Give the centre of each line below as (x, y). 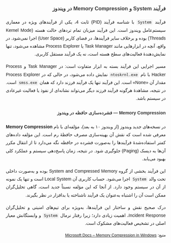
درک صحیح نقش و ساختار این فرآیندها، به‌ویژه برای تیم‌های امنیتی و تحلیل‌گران (86, 207)
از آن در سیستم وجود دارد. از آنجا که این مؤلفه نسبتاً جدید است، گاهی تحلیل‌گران (86, 187)
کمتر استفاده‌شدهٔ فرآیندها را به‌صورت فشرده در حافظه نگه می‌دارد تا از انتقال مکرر (86, 143)
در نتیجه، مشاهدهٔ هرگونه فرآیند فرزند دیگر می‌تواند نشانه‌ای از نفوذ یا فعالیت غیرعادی (86, 90)
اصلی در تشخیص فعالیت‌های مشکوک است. (125, 224)
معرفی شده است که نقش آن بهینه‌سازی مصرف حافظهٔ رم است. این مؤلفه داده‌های (86, 135)
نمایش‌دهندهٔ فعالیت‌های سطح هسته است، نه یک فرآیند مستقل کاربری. (100, 54)
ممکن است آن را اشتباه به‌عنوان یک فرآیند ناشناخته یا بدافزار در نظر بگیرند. (96, 195)
